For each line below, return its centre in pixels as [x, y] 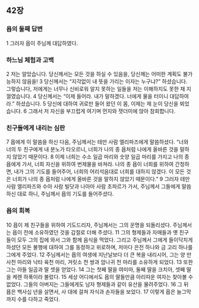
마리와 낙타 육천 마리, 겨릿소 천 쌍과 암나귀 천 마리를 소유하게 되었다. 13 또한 [105, 262]
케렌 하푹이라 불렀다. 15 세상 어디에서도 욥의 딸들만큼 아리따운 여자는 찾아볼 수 [103, 277]
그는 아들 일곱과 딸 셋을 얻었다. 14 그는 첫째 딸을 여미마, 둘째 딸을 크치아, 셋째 [96, 269]
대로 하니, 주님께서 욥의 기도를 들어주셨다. [65, 194]
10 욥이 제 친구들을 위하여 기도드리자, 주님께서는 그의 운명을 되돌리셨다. [89, 225]
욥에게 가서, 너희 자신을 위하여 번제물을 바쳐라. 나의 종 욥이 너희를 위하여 [90, 164]
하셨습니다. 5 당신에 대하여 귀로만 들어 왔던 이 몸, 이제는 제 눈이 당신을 [97, 103]
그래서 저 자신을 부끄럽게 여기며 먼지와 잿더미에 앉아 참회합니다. [102, 111]
